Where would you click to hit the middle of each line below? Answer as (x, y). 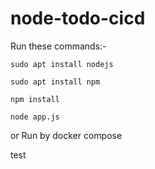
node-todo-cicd (78, 18)
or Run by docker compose (66, 135)
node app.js (35, 117)
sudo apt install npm (55, 82)
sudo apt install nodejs (62, 64)
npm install (35, 99)
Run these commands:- (58, 46)
